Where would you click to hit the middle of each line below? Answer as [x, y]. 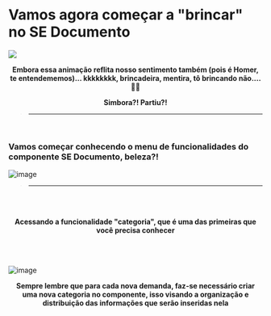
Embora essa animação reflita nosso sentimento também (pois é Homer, [135, 70]
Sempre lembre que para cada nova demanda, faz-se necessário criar [135, 286]
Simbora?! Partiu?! [135, 102]
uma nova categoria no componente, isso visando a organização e [135, 295]
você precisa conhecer [135, 230]
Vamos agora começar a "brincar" [126, 15]
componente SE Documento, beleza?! [83, 157]
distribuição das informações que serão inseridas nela [135, 303]
